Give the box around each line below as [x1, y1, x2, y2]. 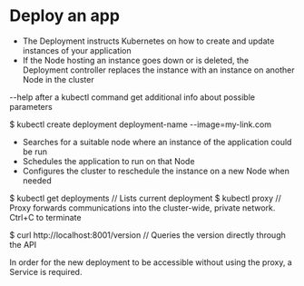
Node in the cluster [22, 74, 94, 84]
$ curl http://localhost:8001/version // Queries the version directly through [9, 229, 286, 241]
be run [22, 146, 48, 157]
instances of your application [22, 44, 132, 55]
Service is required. [9, 266, 83, 277]
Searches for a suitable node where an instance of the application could [22, 136, 292, 147]
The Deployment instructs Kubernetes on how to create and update [22, 35, 275, 46]
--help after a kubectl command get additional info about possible [9, 92, 256, 103]
